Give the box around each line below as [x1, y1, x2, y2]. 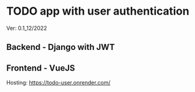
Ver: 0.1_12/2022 [6, 24, 47, 32]
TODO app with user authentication [6, 4, 189, 18]
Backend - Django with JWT [6, 42, 115, 52]
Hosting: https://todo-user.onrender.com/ [6, 79, 111, 87]
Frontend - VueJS [6, 63, 75, 73]
